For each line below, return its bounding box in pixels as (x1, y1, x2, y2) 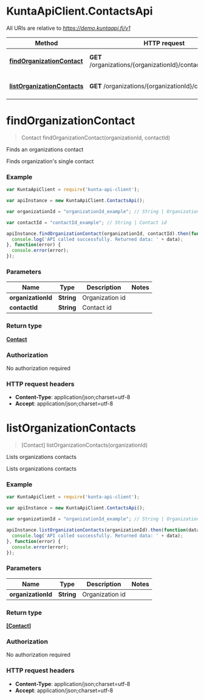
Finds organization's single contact (6, 157, 94, 165)
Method (35, 38, 58, 47)
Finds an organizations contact (6, 145, 84, 153)
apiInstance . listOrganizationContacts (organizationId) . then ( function (6, 527, 186, 533)
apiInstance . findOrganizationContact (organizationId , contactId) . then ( (6, 230, 191, 237)
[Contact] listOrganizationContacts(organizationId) (21, 441, 148, 449)
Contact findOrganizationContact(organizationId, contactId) (21, 134, 171, 141)
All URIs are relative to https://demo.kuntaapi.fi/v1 (6, 24, 131, 32)
